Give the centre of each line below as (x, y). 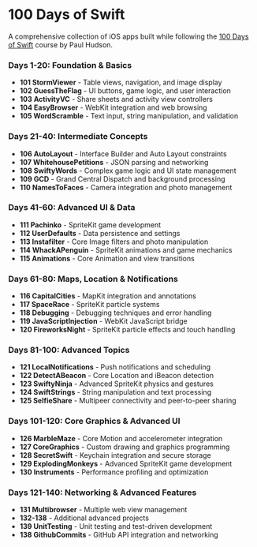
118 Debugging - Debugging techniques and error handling (115, 313)
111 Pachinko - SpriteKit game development (90, 225)
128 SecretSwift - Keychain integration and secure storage (115, 455)
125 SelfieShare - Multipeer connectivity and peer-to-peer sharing (128, 401)
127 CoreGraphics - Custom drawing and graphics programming (125, 447)
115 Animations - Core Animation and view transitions (107, 258)
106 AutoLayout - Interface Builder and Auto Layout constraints (123, 154)
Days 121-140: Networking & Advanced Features (102, 493)
